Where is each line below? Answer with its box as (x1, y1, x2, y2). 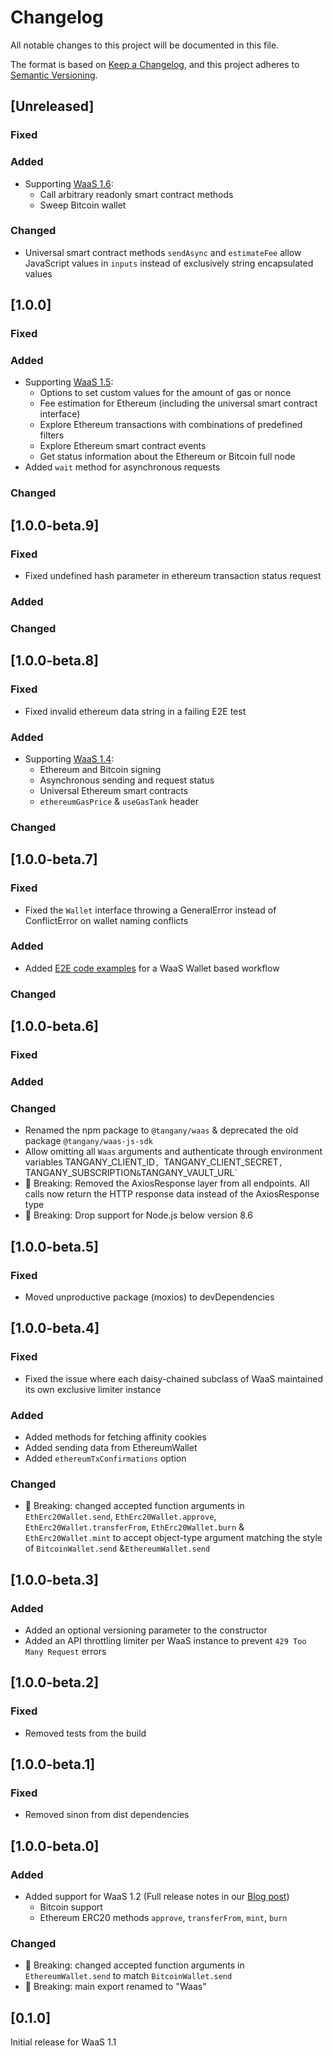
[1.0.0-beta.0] (10, 1837, 100, 1855)
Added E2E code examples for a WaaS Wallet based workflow (24, 962, 280, 974)
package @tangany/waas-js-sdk (24, 1135, 153, 1147)
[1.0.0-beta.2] (10, 1674, 100, 1691)
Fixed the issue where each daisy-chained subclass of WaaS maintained (24, 1372, 323, 1385)
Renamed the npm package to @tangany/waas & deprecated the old (24, 1124, 299, 1136)
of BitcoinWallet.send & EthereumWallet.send (24, 1542, 211, 1555)
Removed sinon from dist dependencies (24, 1809, 190, 1821)
